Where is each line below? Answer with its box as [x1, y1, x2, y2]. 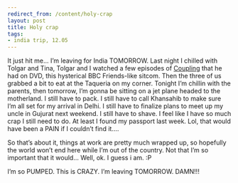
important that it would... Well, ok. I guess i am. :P [7, 154, 152, 162]
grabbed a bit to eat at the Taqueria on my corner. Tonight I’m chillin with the [7, 79, 231, 88]
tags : [7, 30, 23, 38]
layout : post [7, 17, 46, 24]
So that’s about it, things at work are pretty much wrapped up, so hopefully [7, 138, 227, 147]
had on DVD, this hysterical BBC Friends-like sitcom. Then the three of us [7, 72, 222, 80]
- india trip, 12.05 [7, 37, 69, 44]
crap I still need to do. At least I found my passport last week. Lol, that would [7, 117, 231, 125]
